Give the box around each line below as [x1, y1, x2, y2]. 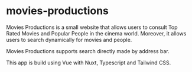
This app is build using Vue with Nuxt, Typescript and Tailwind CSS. [6, 59, 171, 66]
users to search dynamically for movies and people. [6, 36, 132, 43]
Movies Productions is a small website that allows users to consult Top [6, 24, 178, 31]
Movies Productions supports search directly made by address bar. [6, 47, 170, 54]
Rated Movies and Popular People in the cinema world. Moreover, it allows [6, 30, 187, 37]
